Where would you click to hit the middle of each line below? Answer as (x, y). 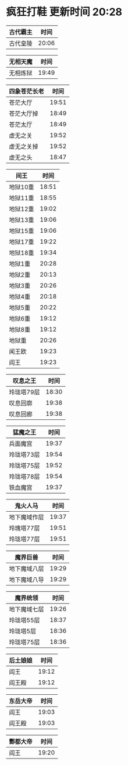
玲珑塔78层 (24, 476)
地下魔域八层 (27, 568)
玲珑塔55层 (24, 620)
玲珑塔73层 (24, 454)
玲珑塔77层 (24, 539)
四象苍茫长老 (27, 91)
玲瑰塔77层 (24, 528)
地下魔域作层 (27, 517)
